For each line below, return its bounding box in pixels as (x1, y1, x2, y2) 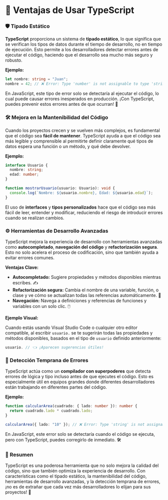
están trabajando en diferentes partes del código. (5, 384, 107, 390)
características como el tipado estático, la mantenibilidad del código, (5, 473, 147, 479)
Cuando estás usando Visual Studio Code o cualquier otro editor (5, 324, 138, 330)
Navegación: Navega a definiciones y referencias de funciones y (12, 297, 147, 303)
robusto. (5, 57, 22, 63)
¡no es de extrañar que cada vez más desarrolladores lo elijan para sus (5, 483, 151, 489)
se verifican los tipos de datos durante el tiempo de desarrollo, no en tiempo (5, 41, 162, 47)
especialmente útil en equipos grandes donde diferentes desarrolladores (5, 379, 155, 385)
